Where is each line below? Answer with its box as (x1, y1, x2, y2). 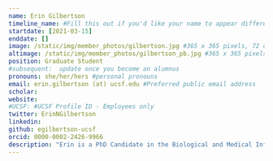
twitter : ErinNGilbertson (8, 111, 96, 119)
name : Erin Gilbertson (8, 11, 85, 20)
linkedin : (8, 118, 42, 126)
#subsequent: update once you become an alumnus (8, 65, 180, 73)
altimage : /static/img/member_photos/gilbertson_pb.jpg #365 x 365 (8, 50, 242, 58)
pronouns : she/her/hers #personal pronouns (8, 72, 158, 80)
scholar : (8, 87, 38, 96)
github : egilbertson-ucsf (8, 125, 96, 133)
